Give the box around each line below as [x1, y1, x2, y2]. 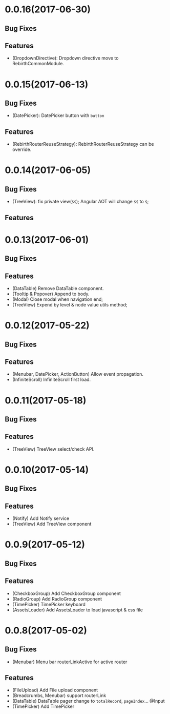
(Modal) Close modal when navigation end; [12, 296, 103, 302]
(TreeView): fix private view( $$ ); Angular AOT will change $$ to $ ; [12, 199, 149, 205]
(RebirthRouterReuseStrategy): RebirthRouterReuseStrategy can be [12, 141, 154, 147]
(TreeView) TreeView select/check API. [12, 446, 95, 452]
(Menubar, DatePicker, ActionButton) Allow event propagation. [12, 371, 144, 377]
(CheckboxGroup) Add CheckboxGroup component [12, 590, 121, 596]
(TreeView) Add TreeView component [12, 521, 92, 527]
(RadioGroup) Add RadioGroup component [12, 595, 102, 602]
